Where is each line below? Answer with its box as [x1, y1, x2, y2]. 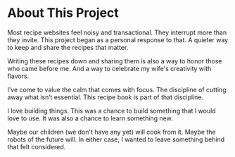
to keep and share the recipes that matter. [7, 43, 129, 51]
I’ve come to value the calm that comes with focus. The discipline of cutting [7, 85, 227, 94]
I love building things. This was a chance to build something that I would [7, 106, 216, 115]
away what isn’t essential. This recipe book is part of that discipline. [7, 93, 204, 101]
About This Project [7, 5, 120, 21]
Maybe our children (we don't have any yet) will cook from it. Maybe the [7, 127, 216, 136]
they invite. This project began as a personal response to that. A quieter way [7, 35, 229, 44]
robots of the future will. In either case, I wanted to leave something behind [7, 135, 225, 144]
